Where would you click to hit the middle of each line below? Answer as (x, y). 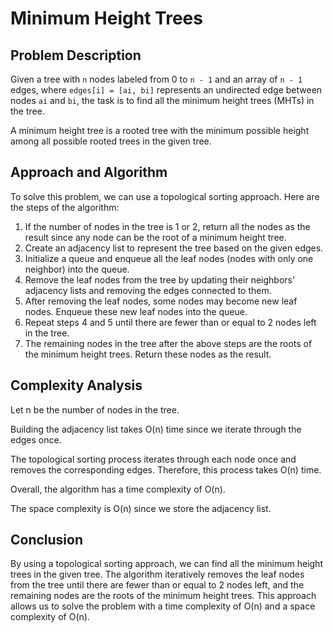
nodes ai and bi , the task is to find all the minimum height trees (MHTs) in (162, 100)
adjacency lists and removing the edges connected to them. (148, 290)
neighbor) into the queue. (77, 269)
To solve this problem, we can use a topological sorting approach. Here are (165, 196)
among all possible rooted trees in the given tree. (111, 141)
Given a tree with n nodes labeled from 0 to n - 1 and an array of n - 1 (156, 79)
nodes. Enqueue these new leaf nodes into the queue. (136, 311)
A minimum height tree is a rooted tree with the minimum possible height (160, 130)
